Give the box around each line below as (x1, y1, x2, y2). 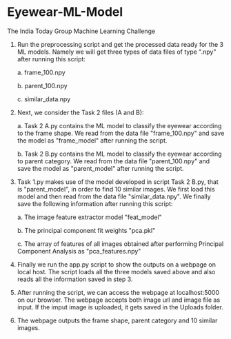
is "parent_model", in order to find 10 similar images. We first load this (17, 185, 215, 193)
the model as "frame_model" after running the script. (17, 136, 168, 145)
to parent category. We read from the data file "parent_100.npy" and (17, 156, 210, 165)
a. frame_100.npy (17, 68, 66, 76)
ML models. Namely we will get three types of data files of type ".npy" (17, 48, 217, 56)
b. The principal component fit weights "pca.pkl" (17, 226, 156, 234)
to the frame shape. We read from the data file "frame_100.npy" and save (17, 129, 225, 137)
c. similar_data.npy (17, 94, 71, 103)
